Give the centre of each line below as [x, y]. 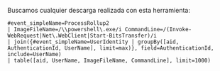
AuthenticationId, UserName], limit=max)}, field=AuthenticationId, [111, 48]
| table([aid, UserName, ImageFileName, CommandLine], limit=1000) [109, 60]
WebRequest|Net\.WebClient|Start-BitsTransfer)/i [82, 35]
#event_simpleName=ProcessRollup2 [59, 23]
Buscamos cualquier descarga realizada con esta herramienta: [99, 10]
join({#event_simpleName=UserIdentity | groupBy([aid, [97, 42]
